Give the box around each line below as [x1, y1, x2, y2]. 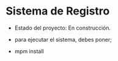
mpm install [14, 47, 44, 55]
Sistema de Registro [6, 4, 110, 18]
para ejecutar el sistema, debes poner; [14, 36, 112, 43]
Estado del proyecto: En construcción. [14, 24, 111, 31]
